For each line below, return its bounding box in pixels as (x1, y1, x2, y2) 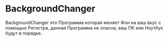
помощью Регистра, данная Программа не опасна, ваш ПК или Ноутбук (5, 24, 163, 30)
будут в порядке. (5, 30, 42, 36)
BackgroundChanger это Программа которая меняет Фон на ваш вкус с (5, 19, 161, 25)
